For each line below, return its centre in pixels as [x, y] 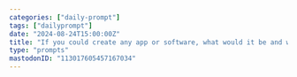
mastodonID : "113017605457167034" [73, 58]
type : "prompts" [39, 50]
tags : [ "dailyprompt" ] [51, 26]
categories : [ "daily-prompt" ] [65, 17]
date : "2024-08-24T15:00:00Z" [65, 34]
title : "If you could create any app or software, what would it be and [146, 42]
